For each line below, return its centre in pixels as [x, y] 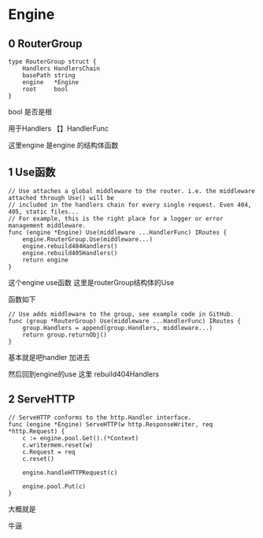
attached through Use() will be [61, 198]
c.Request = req [49, 452]
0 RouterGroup [45, 44]
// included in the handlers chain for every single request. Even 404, [130, 205]
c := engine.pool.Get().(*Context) [81, 438]
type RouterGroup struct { [52, 61]
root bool [45, 89]
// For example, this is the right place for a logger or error [116, 218]
